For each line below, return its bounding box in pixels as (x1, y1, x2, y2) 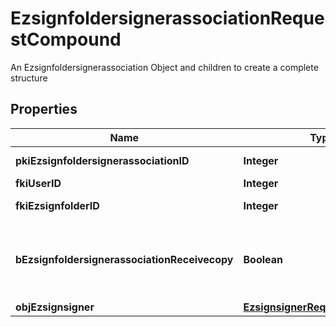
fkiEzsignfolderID (15, 198, 100, 212)
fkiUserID (15, 176, 62, 190)
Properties (10, 101, 78, 118)
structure (10, 72, 48, 84)
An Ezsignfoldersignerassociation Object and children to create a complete (10, 61, 319, 73)
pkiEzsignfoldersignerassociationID (15, 153, 190, 167)
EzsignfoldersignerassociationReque (10, 7, 325, 30)
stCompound (10, 28, 122, 51)
